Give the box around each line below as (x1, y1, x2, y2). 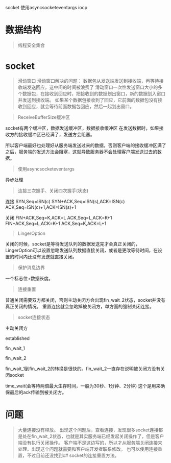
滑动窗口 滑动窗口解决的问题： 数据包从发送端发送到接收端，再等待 (17, 78, 159, 84)
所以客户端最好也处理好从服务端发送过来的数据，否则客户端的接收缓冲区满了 (5, 142, 166, 148)
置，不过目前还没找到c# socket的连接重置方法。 (17, 452, 119, 458)
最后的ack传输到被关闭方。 (9, 389, 67, 395)
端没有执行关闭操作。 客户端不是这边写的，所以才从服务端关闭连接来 (17, 440, 162, 446)
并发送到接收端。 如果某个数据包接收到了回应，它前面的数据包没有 (17, 96, 158, 103)
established (5, 335, 30, 341)
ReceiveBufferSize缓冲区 (17, 114, 70, 120)
